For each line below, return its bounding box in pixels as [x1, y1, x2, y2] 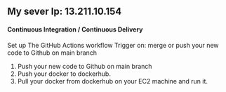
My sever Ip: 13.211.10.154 [7, 6, 122, 18]
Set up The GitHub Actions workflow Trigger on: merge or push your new [7, 41, 219, 49]
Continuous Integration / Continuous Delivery [7, 25, 143, 34]
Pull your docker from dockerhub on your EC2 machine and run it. [17, 77, 208, 85]
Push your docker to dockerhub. [17, 70, 111, 78]
